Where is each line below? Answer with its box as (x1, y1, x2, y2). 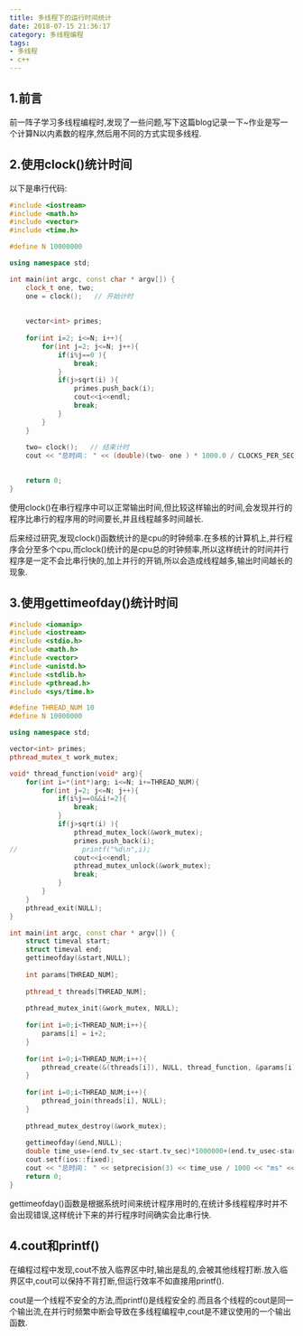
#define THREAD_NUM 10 (9, 703, 95, 712)
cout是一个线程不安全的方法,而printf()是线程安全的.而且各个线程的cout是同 (9, 1294, 286, 1305)
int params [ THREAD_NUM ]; (25, 970, 119, 979)
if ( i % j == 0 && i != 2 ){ (57, 795, 127, 804)
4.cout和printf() (9, 1238, 100, 1254)
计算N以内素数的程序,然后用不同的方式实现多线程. (16, 127, 202, 138)
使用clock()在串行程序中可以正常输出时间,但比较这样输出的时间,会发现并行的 (9, 502, 293, 513)
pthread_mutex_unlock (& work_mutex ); (73, 861, 212, 870)
